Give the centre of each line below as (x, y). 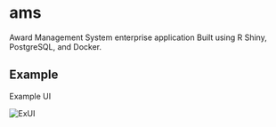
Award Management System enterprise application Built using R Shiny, (138, 37)
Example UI (30, 96)
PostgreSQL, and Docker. (56, 46)
